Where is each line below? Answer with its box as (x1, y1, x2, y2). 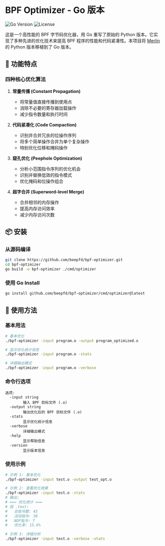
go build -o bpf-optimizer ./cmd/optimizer (5, 267, 97, 272)
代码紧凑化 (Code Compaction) (12, 122, 77, 128)
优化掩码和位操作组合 (19, 178, 63, 184)
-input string (9, 395, 39, 400)
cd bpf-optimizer (5, 262, 41, 267)
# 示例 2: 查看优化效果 (5, 486, 49, 491)
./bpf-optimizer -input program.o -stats (5, 352, 92, 357)
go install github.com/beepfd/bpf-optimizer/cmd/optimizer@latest (5, 291, 145, 296)
